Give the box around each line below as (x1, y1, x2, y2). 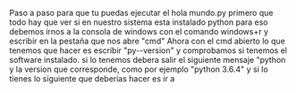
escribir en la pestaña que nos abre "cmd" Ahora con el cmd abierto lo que (9, 35, 286, 46)
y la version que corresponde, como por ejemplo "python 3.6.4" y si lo (9, 64, 268, 74)
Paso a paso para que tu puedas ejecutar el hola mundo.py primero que (9, 8, 274, 18)
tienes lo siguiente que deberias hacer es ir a (9, 74, 175, 83)
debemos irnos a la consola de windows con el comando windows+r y (9, 27, 269, 36)
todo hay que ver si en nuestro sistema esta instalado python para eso (9, 17, 268, 27)
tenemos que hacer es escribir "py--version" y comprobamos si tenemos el (9, 45, 288, 56)
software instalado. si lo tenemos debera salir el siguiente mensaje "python (9, 55, 286, 65)
